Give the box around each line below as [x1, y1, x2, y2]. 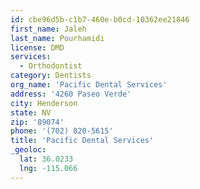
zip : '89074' [10, 117, 65, 127]
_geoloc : [10, 145, 47, 155]
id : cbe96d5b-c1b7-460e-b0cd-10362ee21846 [10, 14, 190, 25]
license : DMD [10, 42, 65, 53]
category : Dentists [10, 71, 92, 81]
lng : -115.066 [19, 163, 78, 173]
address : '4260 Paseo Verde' [10, 89, 132, 99]
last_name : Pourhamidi [10, 33, 105, 43]
